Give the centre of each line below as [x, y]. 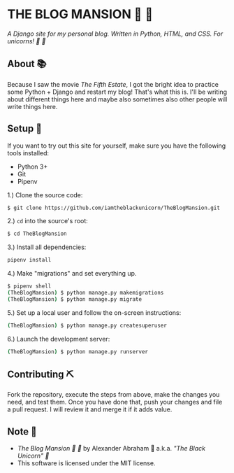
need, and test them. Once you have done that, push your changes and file [115, 402]
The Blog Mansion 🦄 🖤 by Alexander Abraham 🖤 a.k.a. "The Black [111, 449]
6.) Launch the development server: [59, 339]
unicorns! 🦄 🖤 [27, 41]
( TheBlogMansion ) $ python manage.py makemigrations [86, 293]
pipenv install [29, 260]
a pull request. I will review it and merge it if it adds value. [90, 409]
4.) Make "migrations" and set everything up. [72, 274]
